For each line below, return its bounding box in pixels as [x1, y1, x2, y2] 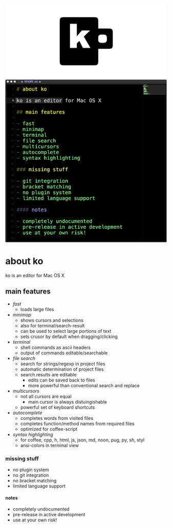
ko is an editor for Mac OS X [5, 272, 65, 279]
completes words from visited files [20, 415, 94, 421]
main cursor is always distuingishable [28, 398, 107, 405]
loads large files [20, 306, 54, 312]
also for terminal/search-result [20, 322, 85, 329]
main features [5, 287, 51, 296]
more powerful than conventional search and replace [28, 382, 140, 388]
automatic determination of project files [20, 366, 104, 372]
